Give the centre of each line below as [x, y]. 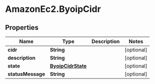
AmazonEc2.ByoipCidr [53, 9]
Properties [22, 28]
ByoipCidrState [68, 66]
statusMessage [27, 74]
